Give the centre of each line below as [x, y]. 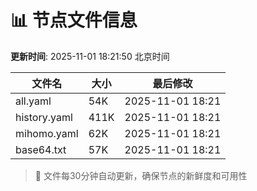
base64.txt [41, 149]
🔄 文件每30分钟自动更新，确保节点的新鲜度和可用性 [141, 175]
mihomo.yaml [47, 133]
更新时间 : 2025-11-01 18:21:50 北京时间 [90, 56]
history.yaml [44, 117]
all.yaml [33, 101]
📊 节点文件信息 [74, 20]
